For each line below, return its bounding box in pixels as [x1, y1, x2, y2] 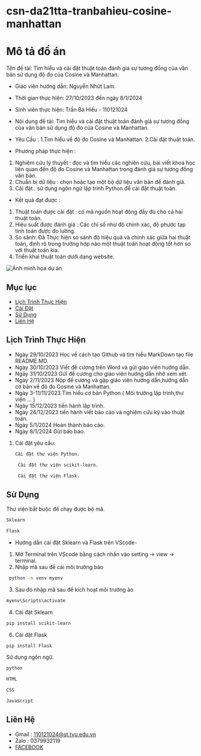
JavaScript [6, 698, 34, 704]
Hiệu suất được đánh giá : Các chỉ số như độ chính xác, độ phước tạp [14, 221, 186, 228]
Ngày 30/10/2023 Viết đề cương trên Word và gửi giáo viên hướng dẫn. [14, 364, 191, 371]
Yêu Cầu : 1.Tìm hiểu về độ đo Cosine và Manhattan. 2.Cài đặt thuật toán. [14, 136, 195, 143]
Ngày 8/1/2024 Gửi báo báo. [14, 427, 85, 435]
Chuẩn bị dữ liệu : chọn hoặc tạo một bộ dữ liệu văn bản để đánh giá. [14, 178, 186, 186]
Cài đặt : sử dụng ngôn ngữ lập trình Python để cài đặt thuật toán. [14, 185, 177, 192]
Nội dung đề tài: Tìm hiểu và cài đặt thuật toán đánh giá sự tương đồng [14, 118, 190, 125]
